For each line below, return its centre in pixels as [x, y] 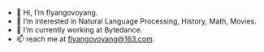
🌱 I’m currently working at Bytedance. [79, 30]
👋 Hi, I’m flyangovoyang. [57, 13]
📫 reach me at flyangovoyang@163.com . [85, 39]
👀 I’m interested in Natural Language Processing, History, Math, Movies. [136, 21]
